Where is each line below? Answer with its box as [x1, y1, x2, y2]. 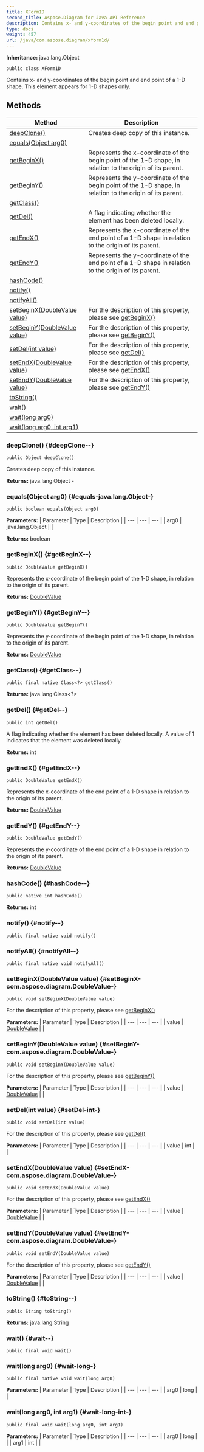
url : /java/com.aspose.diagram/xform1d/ [6, 37, 110, 43]
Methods [6, 100, 41, 111]
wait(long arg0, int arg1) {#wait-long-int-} [6, 1408, 132, 1417]
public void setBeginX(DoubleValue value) [6, 996, 115, 1002]
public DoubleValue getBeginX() [6, 564, 88, 570]
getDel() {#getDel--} [6, 706, 68, 714]
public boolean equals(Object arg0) [6, 506, 99, 513]
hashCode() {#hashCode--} [6, 879, 90, 888]
